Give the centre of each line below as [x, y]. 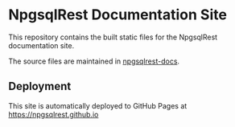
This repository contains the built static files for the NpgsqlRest [113, 37]
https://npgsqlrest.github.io [54, 114]
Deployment [40, 86]
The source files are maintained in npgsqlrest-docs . [94, 61]
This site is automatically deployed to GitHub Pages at [98, 105]
